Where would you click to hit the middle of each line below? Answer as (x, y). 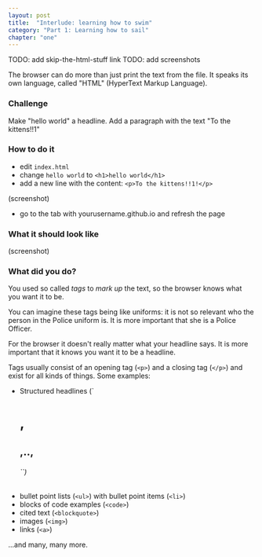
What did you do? (42, 272)
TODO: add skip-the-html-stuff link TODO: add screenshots (104, 60)
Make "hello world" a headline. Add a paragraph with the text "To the (120, 121)
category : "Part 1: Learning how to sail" (78, 30)
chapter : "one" (33, 37)
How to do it (31, 149)
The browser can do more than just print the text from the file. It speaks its (128, 75)
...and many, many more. (48, 545)
